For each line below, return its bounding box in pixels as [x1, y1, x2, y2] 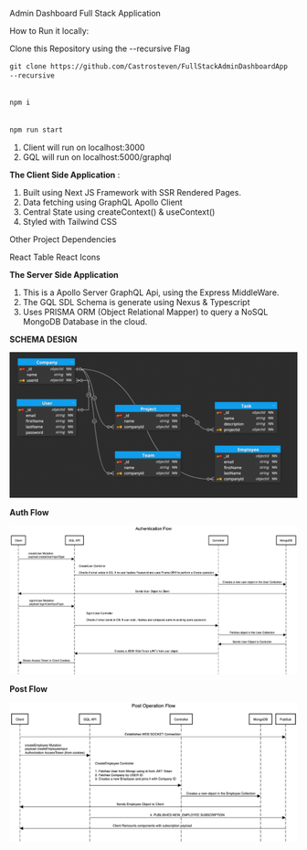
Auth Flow [9, 507, 49, 518]
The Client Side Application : [9, 169, 121, 180]
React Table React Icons [9, 251, 101, 262]
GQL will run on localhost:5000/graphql [22, 151, 172, 163]
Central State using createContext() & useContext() [22, 206, 216, 218]
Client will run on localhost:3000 [22, 142, 145, 153]
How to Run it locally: [9, 26, 90, 36]
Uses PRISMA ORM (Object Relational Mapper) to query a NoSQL [22, 306, 269, 317]
